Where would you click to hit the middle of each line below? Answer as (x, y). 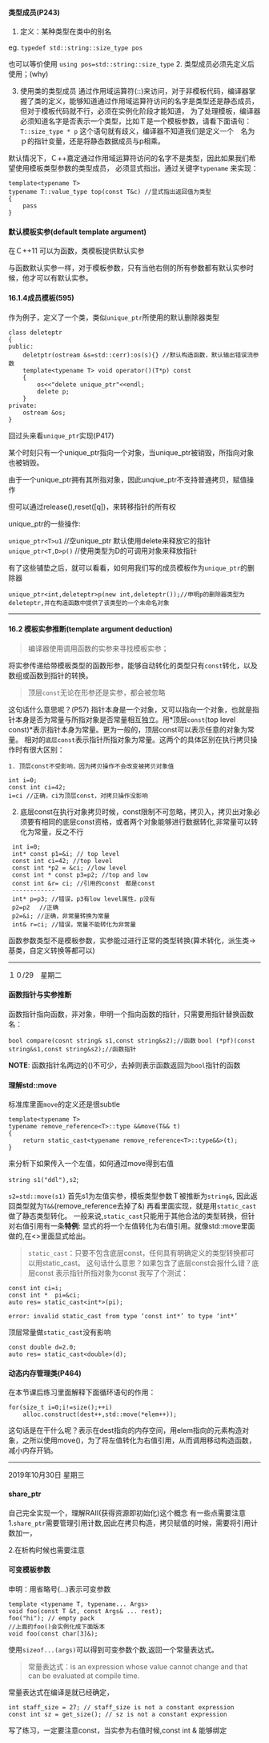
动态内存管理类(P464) (45, 1373)
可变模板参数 (29, 1570)
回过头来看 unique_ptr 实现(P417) (61, 435)
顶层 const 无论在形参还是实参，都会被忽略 (96, 692)
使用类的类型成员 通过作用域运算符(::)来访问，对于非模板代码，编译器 (134, 91)
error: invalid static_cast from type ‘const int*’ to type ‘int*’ (123, 1317)
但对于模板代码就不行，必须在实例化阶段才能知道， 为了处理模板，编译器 (140, 111)
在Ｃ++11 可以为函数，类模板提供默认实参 (76, 251)
